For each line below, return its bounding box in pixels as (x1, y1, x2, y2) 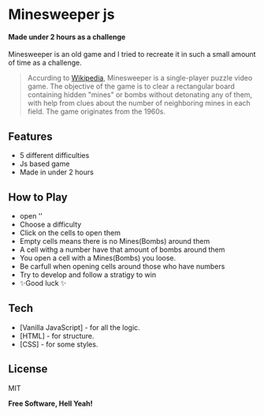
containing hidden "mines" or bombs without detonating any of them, (27, 90, 253, 99)
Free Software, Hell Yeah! (8, 399, 93, 408)
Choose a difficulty (19, 219, 82, 230)
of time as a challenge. (8, 58, 82, 68)
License (8, 362, 48, 376)
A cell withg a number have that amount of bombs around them (19, 245, 225, 254)
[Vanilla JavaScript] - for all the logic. (19, 322, 140, 332)
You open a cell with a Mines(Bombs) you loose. (19, 253, 177, 263)
